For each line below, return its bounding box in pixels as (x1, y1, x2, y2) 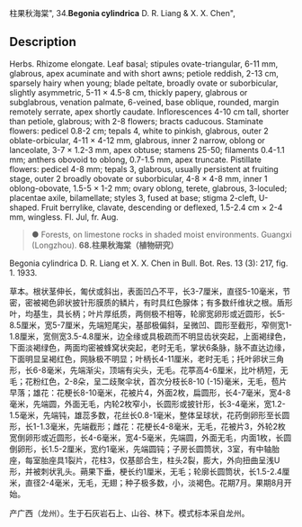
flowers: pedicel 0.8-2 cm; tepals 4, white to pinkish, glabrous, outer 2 (9, 125, 269, 136)
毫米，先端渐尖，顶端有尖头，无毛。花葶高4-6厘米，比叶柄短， (46, 364, 280, 376)
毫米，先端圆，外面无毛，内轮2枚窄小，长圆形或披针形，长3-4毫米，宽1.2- (9, 398, 286, 409)
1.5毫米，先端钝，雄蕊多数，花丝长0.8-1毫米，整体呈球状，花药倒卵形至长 (9, 409, 282, 421)
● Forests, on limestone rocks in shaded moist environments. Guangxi (31, 229, 292, 240)
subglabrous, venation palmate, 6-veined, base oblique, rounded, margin (9, 96, 280, 107)
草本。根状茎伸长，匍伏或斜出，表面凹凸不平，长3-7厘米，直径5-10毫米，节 (9, 286, 290, 296)
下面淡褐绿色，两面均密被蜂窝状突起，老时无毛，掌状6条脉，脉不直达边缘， (9, 341, 290, 353)
